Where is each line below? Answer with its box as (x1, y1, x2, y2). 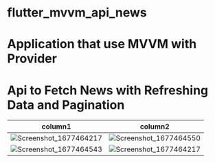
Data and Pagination (7, 97, 125, 113)
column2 (139, 122, 170, 131)
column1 (41, 122, 71, 131)
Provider (7, 51, 57, 67)
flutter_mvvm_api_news (7, 5, 147, 21)
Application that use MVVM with (7, 36, 197, 52)
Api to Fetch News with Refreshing (7, 83, 209, 98)
